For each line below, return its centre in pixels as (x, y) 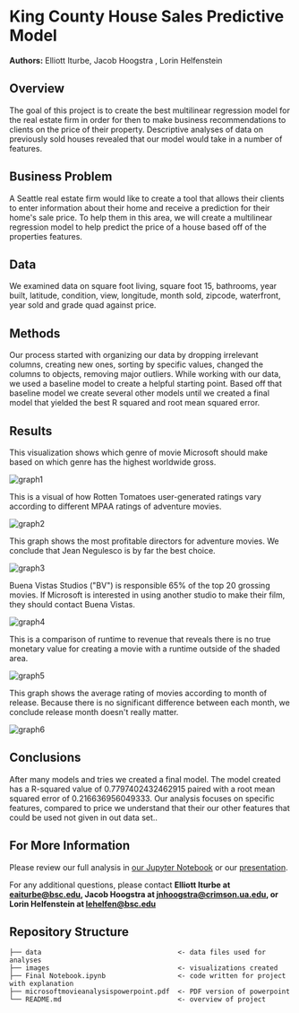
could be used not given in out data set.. (84, 817)
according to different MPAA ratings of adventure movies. (115, 506)
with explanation (42, 984)
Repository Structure (69, 932)
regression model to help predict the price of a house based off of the (138, 227)
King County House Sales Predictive (147, 17)
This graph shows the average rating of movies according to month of (138, 693)
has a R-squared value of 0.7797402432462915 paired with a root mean (142, 789)
